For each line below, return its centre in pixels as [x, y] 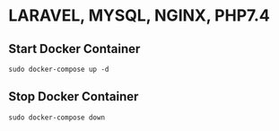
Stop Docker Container [74, 96]
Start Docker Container [74, 49]
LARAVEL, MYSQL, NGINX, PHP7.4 [139, 16]
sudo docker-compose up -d [59, 69]
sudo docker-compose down [57, 118]
